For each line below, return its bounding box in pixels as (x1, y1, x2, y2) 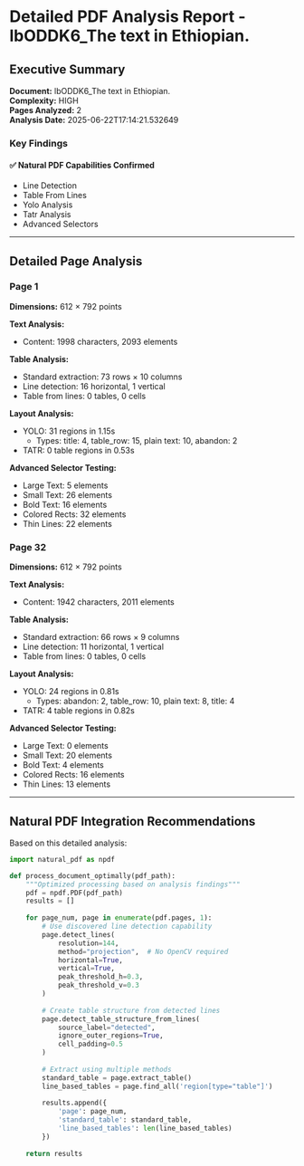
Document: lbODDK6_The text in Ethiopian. (9, 86, 171, 96)
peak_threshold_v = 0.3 (57, 980, 140, 990)
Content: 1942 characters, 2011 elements (22, 597, 175, 607)
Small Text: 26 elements (22, 489, 113, 500)
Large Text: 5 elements (22, 480, 109, 491)
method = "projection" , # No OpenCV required (57, 947, 229, 956)
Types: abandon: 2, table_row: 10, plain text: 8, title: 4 (35, 695, 235, 707)
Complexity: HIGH (9, 95, 79, 106)
